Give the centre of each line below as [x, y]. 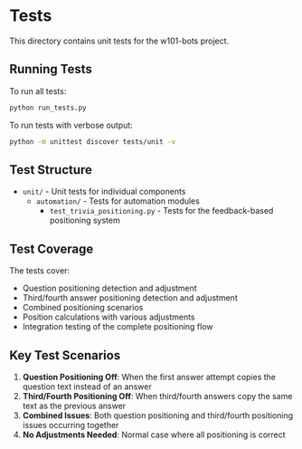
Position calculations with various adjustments [109, 317]
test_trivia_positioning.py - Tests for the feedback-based [161, 211]
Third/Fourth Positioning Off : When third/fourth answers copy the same [157, 396]
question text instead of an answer [87, 387]
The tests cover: [40, 271]
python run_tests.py [48, 108]
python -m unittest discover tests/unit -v [93, 141]
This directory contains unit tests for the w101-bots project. [119, 41]
